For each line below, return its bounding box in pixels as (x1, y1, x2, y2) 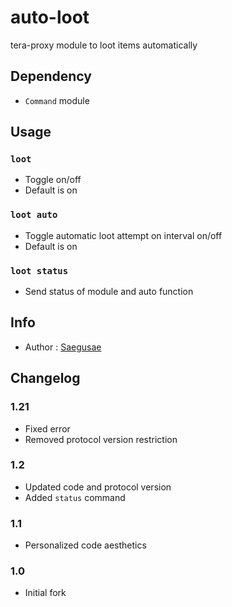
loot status (10, 265, 69, 276)
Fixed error (24, 422, 71, 435)
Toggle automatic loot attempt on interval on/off (24, 229, 223, 241)
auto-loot (10, 6, 90, 29)
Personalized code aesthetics (24, 539, 147, 551)
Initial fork (24, 587, 67, 599)
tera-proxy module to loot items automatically (10, 39, 198, 51)
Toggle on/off (24, 174, 82, 186)
